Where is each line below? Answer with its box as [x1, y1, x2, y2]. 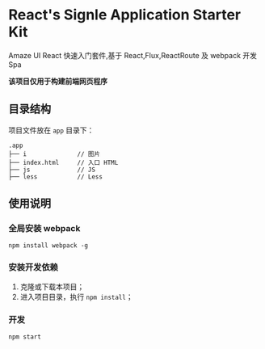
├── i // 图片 [8, 149, 101, 158]
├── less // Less [8, 172, 103, 181]
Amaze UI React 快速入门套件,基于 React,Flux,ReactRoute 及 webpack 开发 [8, 50, 257, 60]
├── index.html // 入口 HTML [8, 158, 119, 166]
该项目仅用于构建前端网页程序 [8, 76, 107, 86]
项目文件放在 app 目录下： [8, 125, 95, 135]
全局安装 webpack [8, 223, 81, 234]
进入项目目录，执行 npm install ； [19, 292, 133, 301]
